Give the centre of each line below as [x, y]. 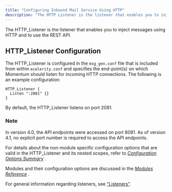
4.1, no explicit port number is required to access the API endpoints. [77, 138]
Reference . [17, 174]
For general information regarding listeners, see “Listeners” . [68, 184]
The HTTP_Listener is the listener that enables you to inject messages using [85, 29]
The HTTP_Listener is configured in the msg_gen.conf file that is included [82, 63]
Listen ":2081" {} [30, 94]
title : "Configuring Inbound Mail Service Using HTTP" [65, 10]
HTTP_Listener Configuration [53, 51]
